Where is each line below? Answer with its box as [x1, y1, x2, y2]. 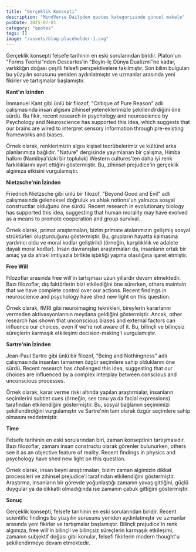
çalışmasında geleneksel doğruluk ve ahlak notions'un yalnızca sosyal [6, 196, 175, 203]
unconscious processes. [6, 377, 66, 384]
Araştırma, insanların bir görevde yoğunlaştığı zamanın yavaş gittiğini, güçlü [6, 479, 189, 486]
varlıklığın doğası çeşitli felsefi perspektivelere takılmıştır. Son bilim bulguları [6, 65, 190, 71]
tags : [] [6, 31, 28, 36]
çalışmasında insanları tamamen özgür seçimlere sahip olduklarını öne [6, 359, 175, 365]
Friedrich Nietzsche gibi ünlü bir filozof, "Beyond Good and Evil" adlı [6, 190, 171, 197]
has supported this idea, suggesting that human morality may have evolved [6, 209, 188, 216]
